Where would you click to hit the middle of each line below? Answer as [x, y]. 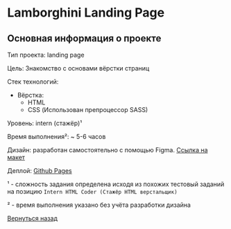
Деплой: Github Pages [40, 171]
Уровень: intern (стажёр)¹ [44, 123]
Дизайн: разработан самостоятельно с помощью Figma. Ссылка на [108, 150]
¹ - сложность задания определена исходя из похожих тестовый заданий [116, 184]
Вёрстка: [30, 95]
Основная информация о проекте [84, 38]
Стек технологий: [33, 82]
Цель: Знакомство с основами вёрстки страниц [78, 68]
